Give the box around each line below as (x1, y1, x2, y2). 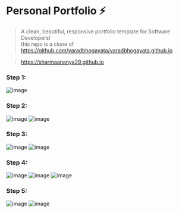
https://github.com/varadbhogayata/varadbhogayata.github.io (20, 46, 173, 54)
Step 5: (6, 187, 28, 195)
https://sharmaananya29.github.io (20, 58, 104, 65)
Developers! (20, 34, 51, 41)
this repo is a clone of (20, 40, 74, 48)
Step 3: (6, 130, 28, 138)
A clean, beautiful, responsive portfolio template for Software (20, 27, 171, 35)
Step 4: (6, 158, 28, 167)
